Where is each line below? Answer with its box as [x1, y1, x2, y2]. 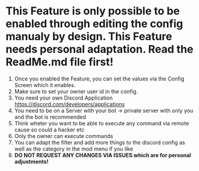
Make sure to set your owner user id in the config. [14, 88, 138, 95]
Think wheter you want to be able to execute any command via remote [14, 119, 189, 127]
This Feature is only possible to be [5, 4, 180, 18]
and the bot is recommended [14, 113, 87, 121]
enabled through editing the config [5, 17, 183, 31]
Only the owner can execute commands [14, 132, 114, 139]
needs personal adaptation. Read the [5, 43, 194, 56]
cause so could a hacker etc [14, 126, 85, 133]
